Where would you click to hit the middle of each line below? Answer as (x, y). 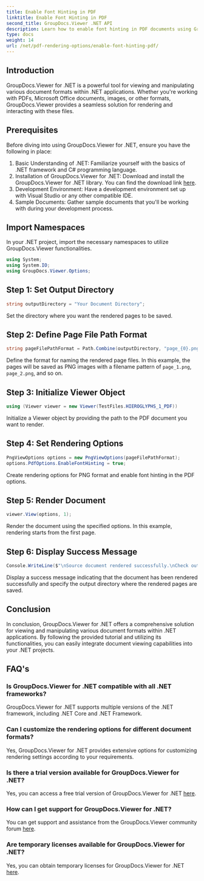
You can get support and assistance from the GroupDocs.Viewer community (102, 823)
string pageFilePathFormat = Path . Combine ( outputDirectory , (84, 349)
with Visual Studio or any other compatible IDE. (74, 195)
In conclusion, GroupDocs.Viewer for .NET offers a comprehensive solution (100, 624)
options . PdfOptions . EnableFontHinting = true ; (66, 463)
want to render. (25, 424)
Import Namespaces (46, 227)
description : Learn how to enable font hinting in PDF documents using (99, 29)
